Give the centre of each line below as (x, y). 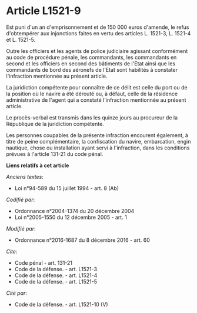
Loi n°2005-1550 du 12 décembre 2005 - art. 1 (71, 217)
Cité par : (17, 293)
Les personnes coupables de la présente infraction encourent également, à (97, 135)
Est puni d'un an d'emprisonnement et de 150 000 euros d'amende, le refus (98, 27)
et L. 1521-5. (21, 39)
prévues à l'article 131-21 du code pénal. (55, 154)
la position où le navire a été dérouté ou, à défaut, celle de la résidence (92, 94)
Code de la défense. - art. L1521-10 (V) (61, 304)
